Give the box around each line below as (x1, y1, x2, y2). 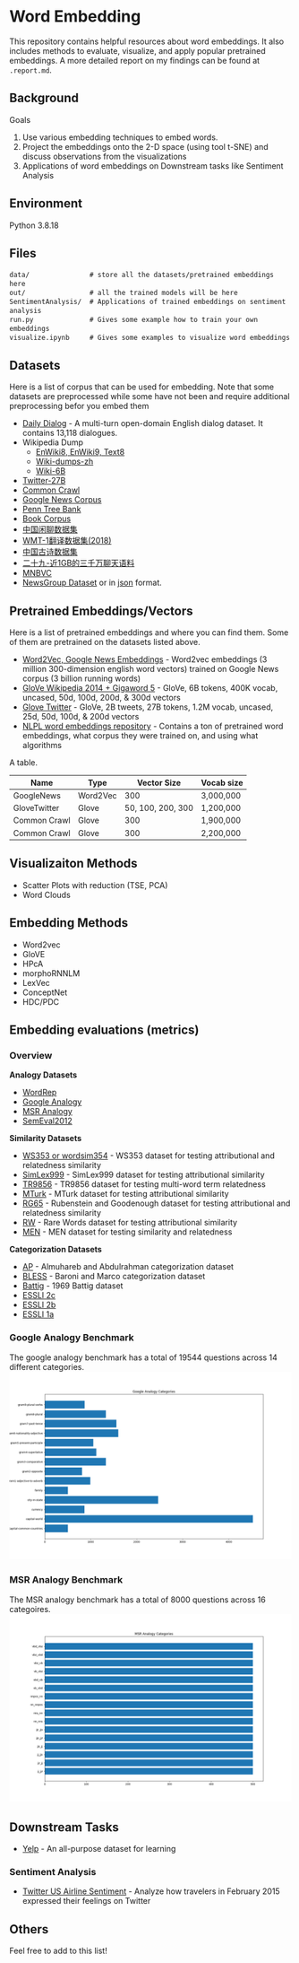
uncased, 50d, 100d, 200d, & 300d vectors (21, 693, 181, 702)
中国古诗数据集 (21, 546, 78, 557)
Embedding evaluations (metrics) (9, 1023, 200, 1038)
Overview (9, 1049, 53, 1061)
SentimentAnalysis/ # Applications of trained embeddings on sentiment (9, 298, 286, 307)
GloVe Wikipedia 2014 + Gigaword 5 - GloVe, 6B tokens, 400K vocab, (21, 683, 278, 693)
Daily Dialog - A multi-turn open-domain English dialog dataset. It (21, 418, 264, 429)
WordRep (21, 1087, 57, 1098)
